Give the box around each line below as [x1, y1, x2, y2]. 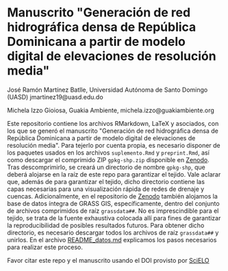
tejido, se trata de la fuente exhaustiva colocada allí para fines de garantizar [7, 214, 221, 222]
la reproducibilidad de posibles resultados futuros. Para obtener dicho [7, 221, 205, 229]
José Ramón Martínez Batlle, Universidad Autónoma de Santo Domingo [7, 86, 208, 94]
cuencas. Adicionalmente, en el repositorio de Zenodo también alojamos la [7, 192, 218, 200]
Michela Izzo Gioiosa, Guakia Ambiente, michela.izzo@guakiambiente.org [7, 106, 214, 114]
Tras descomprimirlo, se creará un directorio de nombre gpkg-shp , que [7, 163, 205, 171]
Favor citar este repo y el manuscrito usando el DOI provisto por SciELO [7, 256, 210, 264]
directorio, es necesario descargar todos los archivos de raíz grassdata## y [7, 228, 219, 237]
